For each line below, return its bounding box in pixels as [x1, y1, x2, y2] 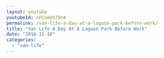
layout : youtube [6, 8, 47, 15]
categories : [6, 37, 36, 43]
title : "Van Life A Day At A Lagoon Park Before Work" [6, 25, 148, 32]
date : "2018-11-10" [6, 31, 56, 37]
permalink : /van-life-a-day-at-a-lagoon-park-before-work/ [6, 20, 159, 26]
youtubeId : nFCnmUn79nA [6, 14, 67, 21]
